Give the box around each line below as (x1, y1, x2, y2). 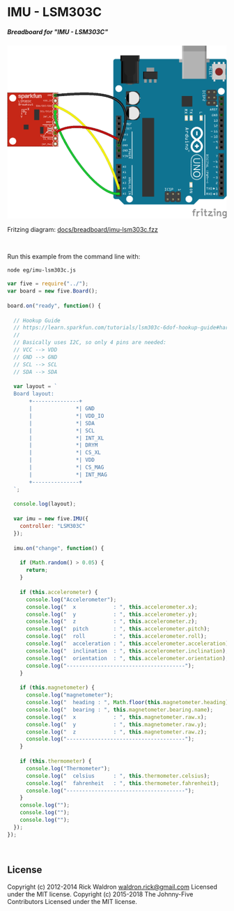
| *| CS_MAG (29, 464, 104, 471)
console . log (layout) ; (13, 501, 77, 508)
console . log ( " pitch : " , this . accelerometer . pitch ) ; (25, 625, 210, 632)
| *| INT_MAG (29, 471, 108, 478)
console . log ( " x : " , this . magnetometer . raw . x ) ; (25, 713, 208, 721)
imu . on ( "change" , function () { (13, 545, 104, 552)
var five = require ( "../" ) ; (7, 280, 89, 288)
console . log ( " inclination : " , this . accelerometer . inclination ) (25, 647, 226, 655)
